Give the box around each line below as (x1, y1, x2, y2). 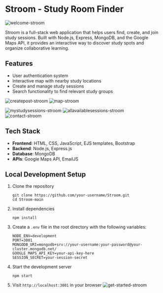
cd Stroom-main (12, 197, 44, 202)
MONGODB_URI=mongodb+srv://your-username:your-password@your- (12, 242, 143, 248)
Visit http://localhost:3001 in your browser (12, 282, 102, 288)
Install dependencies (12, 206, 55, 212)
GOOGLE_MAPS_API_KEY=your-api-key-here (12, 251, 95, 256)
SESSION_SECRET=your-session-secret (12, 255, 88, 260)
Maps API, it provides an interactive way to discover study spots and (5, 40, 144, 45)
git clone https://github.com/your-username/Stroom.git (12, 193, 130, 198)
